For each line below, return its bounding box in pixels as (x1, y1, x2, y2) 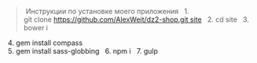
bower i (23, 23, 49, 32)
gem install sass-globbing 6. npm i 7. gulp (15, 47, 159, 55)
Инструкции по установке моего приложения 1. (25, 7, 190, 16)
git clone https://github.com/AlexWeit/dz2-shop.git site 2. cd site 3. (23, 15, 250, 24)
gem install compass (15, 38, 83, 47)
